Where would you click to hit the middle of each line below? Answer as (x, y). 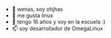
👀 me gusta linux (32, 15)
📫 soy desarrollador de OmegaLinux (57, 28)
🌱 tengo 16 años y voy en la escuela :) (59, 22)
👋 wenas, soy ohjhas (37, 9)
